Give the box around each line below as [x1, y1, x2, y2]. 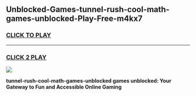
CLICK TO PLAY [6, 31, 51, 40]
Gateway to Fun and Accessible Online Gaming [6, 83, 122, 90]
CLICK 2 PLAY [6, 53, 47, 61]
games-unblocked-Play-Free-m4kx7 [6, 14, 143, 24]
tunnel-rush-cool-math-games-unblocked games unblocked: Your [6, 77, 171, 84]
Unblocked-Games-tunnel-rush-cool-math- [6, 5, 170, 15]
